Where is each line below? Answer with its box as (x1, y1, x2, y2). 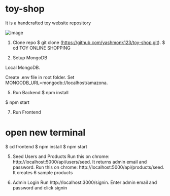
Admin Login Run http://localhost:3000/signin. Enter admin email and (12, 179, 157, 185)
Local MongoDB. (5, 64, 41, 70)
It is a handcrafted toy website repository (5, 20, 91, 26)
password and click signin (12, 184, 67, 190)
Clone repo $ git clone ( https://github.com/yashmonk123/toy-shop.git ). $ (12, 39, 165, 46)
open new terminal (5, 127, 86, 138)
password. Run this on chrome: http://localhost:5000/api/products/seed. (12, 164, 164, 170)
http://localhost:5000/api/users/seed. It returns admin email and (12, 159, 147, 165)
